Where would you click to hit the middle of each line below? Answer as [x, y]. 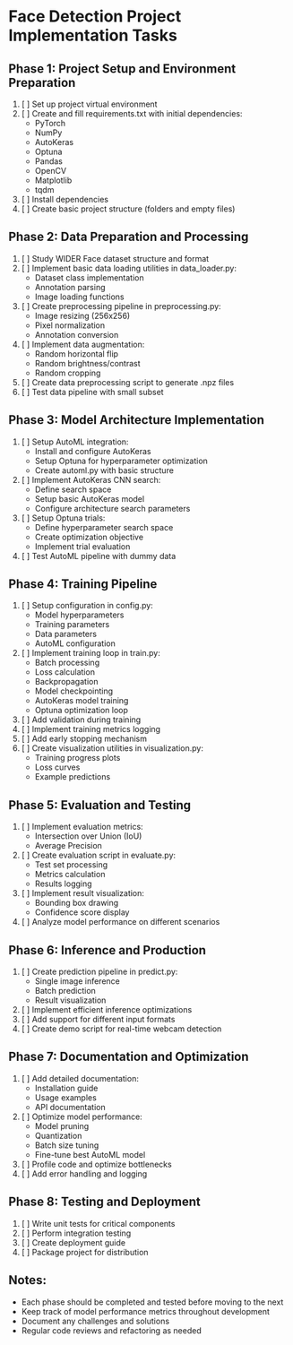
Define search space [73, 489]
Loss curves [57, 767]
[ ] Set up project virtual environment [89, 104]
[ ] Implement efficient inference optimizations [107, 1010]
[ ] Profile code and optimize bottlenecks [96, 1164]
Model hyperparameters [79, 615]
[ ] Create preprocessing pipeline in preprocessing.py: [121, 306]
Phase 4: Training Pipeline [83, 584]
